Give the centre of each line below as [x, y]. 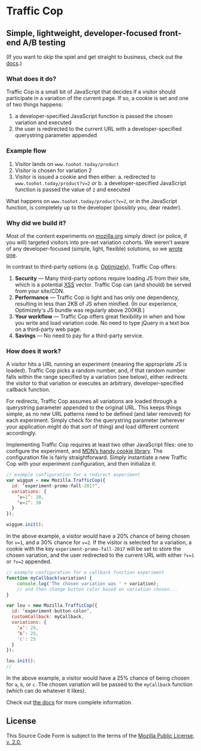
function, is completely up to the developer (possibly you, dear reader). [94, 207]
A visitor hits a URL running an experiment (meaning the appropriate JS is [97, 364]
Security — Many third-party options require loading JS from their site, [102, 278]
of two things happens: [35, 105]
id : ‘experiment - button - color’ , [52, 611]
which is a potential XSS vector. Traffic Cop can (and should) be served [103, 284]
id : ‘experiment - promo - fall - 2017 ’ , [56, 486]
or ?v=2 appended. [29, 562]
